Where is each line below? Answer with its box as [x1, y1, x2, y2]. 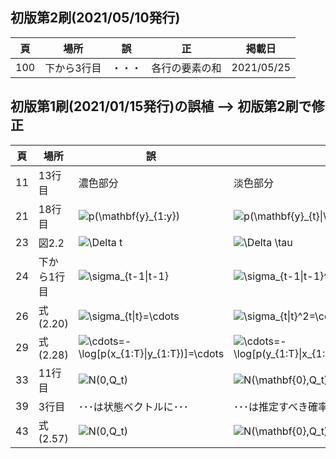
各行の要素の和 [151, 61, 222, 75]
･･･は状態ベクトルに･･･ [78, 399, 189, 413]
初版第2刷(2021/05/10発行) [10, 9, 181, 27]
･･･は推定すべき [233, 399, 308, 413]
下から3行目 [44, 61, 102, 75]
